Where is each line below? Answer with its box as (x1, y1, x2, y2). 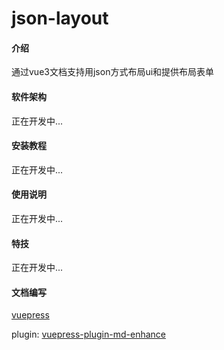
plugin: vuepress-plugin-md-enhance (11, 328, 166, 341)
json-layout (11, 7, 109, 30)
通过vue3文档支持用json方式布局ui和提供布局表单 (11, 66, 215, 78)
